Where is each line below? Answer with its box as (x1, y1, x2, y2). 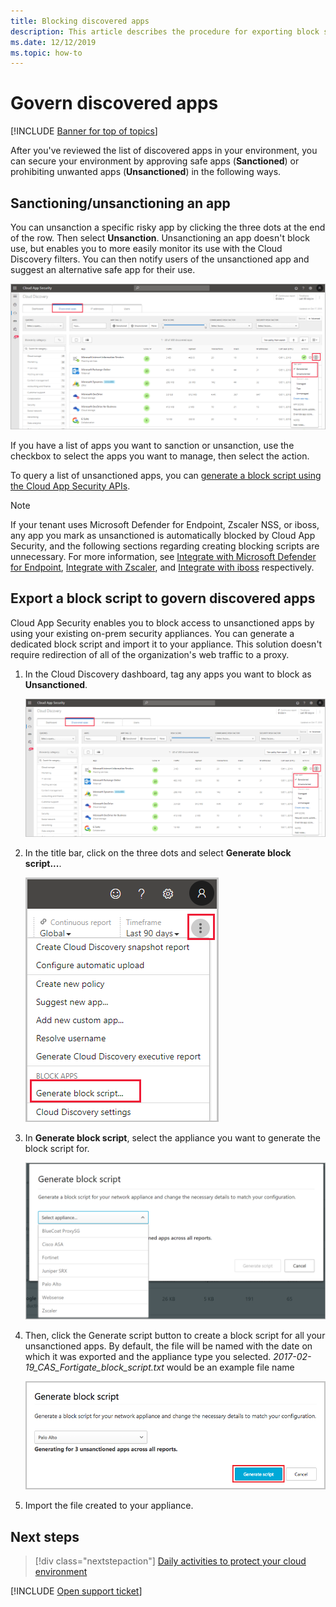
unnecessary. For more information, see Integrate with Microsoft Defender (10, 550, 317, 562)
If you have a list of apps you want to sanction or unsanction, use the (10, 439, 295, 451)
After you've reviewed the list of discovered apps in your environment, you (10, 145, 318, 157)
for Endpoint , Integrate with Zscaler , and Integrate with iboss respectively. (10, 561, 315, 573)
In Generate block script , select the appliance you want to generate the (24, 1132, 321, 1144)
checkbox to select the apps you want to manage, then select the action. (10, 450, 310, 462)
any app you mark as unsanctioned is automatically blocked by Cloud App (10, 529, 316, 541)
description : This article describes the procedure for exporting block (10, 26, 320, 37)
